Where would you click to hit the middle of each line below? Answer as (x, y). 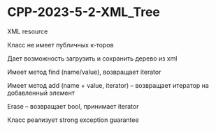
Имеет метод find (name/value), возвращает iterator (84, 72)
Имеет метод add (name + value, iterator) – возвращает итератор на (108, 85)
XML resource (28, 31)
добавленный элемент (41, 93)
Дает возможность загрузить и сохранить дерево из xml (92, 58)
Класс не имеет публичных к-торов (60, 45)
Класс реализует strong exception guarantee (73, 120)
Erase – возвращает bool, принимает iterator (73, 106)
